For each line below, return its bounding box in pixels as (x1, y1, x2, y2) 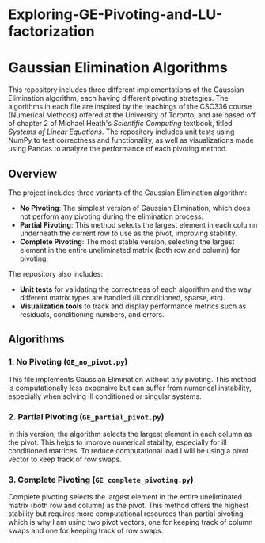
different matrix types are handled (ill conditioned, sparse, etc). (19, 293, 225, 302)
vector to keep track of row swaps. (8, 454, 122, 464)
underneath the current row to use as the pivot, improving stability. (19, 228, 237, 238)
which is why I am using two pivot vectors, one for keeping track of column (8, 518, 253, 527)
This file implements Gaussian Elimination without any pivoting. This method (8, 374, 256, 384)
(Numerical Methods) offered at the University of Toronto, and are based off (8, 110, 256, 120)
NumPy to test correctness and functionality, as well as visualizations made (8, 136, 255, 145)
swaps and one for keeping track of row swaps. (8, 526, 164, 536)
